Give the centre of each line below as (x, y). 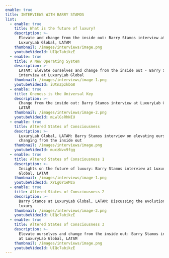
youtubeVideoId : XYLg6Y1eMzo (45, 183)
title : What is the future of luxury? (55, 29)
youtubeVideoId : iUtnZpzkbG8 (45, 84)
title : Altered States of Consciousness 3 (59, 225)
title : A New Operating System (47, 61)
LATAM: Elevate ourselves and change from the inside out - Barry (90, 71)
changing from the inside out (50, 141)
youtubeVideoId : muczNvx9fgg (45, 150)
